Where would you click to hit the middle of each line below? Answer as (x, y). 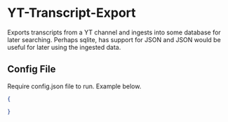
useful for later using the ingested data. (64, 47)
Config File (32, 69)
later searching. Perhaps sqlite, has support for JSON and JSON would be (114, 39)
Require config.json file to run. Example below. (74, 86)
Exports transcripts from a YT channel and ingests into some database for (114, 32)
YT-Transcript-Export (72, 13)
